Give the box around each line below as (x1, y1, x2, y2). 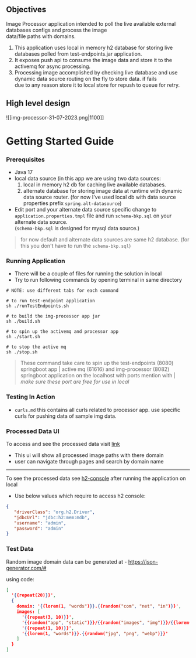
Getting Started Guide (6, 134, 114, 148)
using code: (6, 575, 35, 582)
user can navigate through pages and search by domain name (14, 458, 164, 465)
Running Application (6, 257, 65, 265)
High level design (6, 98, 71, 108)
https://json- (128, 558, 159, 565)
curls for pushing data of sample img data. (14, 412, 117, 420)
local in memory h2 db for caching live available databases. (23, 181, 166, 188)
